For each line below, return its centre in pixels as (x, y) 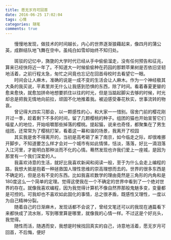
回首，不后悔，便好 (25, 232)
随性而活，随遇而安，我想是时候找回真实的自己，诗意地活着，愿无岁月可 (90, 226)
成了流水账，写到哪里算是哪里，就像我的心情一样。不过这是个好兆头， (92, 213)
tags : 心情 (16, 19)
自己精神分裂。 (25, 200)
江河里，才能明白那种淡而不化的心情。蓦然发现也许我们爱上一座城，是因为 (88, 150)
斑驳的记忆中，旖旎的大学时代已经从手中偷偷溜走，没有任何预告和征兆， (90, 61)
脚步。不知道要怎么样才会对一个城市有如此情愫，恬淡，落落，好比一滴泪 (85, 144)
